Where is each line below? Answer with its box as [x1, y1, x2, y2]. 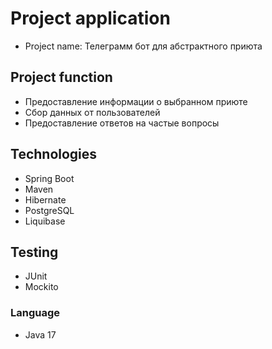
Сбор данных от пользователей [24, 106, 161, 118]
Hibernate [24, 193, 67, 206]
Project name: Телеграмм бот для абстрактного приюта [24, 40, 263, 52]
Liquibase [24, 215, 66, 227]
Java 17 [24, 328, 57, 341]
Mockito [24, 281, 59, 293]
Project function [10, 69, 113, 86]
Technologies [10, 146, 98, 163]
